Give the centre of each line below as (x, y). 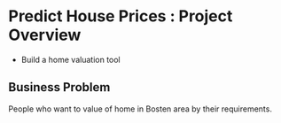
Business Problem (59, 87)
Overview (45, 35)
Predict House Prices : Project (121, 16)
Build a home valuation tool (70, 59)
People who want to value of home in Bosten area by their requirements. (140, 109)
